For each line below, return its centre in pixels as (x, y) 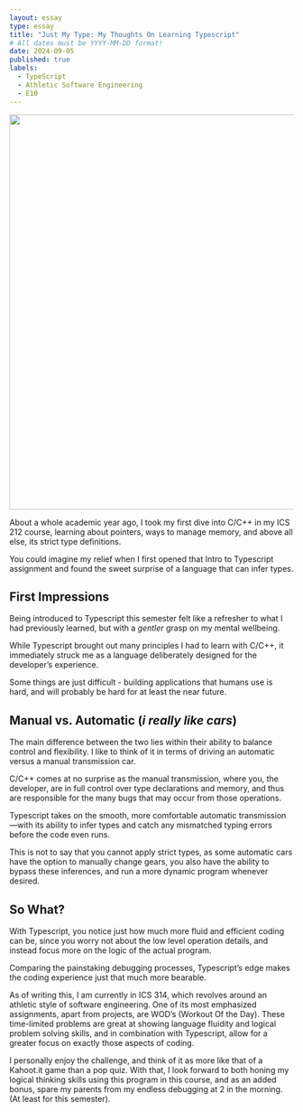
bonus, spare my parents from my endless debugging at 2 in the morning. (146, 1089)
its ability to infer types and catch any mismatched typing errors (154, 825)
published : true (40, 60)
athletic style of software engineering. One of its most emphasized (133, 1005)
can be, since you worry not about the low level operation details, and (139, 940)
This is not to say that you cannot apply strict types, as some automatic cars (151, 852)
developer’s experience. (54, 665)
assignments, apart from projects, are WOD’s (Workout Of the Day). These (147, 1014)
